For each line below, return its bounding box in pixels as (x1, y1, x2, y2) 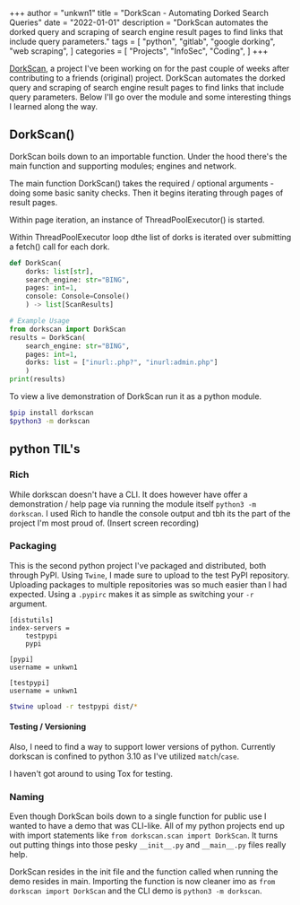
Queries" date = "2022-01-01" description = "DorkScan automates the (9, 17, 269, 28)
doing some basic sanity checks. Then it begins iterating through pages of (9, 187, 284, 198)
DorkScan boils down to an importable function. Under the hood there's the (9, 151, 287, 161)
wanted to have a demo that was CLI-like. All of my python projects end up (9, 821, 285, 831)
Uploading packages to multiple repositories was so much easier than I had (9, 579, 287, 590)
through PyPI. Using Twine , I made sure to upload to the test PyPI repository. (9, 570, 290, 580)
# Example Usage (9, 317, 70, 326)
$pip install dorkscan (9, 408, 94, 418)
